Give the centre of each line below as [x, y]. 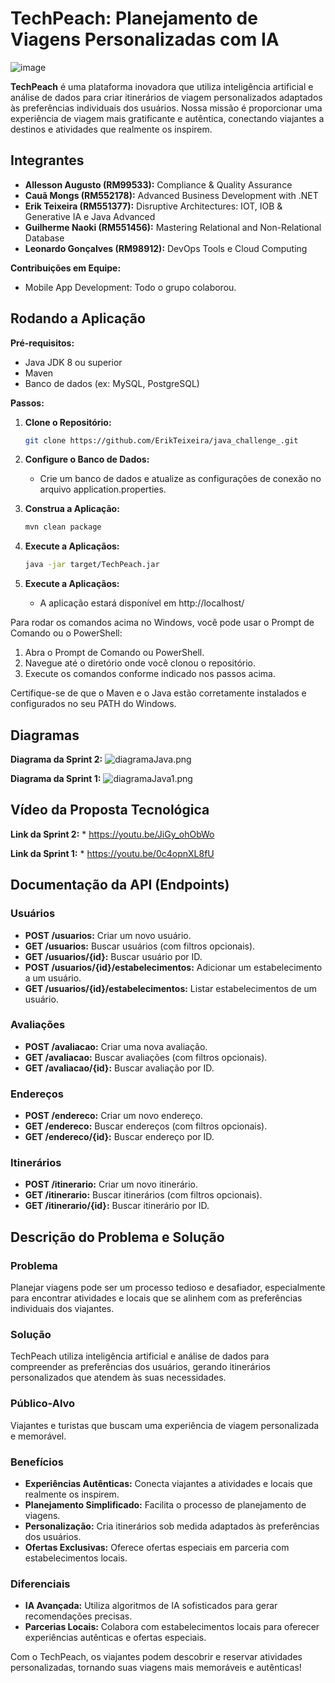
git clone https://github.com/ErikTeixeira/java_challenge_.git [161, 440]
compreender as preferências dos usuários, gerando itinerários [140, 1367]
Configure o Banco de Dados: [87, 459]
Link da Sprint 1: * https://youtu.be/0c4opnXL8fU [112, 853]
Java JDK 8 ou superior [73, 362]
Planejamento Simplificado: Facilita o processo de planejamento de [165, 1504]
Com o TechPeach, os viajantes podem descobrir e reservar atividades [156, 1657]
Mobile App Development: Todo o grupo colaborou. [130, 287]
